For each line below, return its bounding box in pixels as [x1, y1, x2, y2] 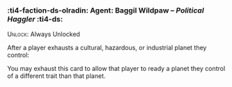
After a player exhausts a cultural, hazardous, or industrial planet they [7, 44, 207, 52]
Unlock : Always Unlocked [7, 30, 80, 38]
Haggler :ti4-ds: [7, 14, 63, 24]
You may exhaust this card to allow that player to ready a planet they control [7, 65, 226, 73]
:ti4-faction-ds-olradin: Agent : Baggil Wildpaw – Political [7, 6, 204, 15]
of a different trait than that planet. [7, 72, 106, 80]
